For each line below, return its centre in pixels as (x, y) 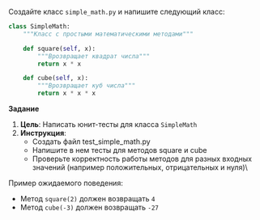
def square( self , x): (59, 49)
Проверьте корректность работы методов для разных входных (142, 159)
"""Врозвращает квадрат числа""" (94, 56)
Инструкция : (43, 133)
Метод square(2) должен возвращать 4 (87, 199)
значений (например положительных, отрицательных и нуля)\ (140, 167)
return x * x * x (66, 93)
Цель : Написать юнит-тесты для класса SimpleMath (109, 124)
